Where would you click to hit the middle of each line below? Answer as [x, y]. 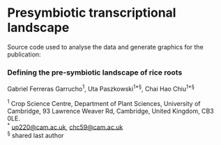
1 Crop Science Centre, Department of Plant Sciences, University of [104, 102]
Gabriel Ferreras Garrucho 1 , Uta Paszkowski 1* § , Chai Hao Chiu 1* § [101, 88]
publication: [24, 54]
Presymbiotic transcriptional [92, 13]
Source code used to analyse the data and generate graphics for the [105, 47]
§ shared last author [36, 135]
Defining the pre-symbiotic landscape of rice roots [95, 72]
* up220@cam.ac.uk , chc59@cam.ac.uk [65, 126]
